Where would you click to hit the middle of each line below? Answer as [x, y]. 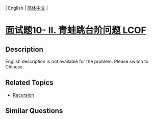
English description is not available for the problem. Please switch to [77, 61]
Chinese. [15, 67]
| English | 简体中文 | [27, 8]
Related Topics [29, 83]
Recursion [23, 95]
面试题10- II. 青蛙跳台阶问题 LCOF [76, 30]
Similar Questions [34, 111]
